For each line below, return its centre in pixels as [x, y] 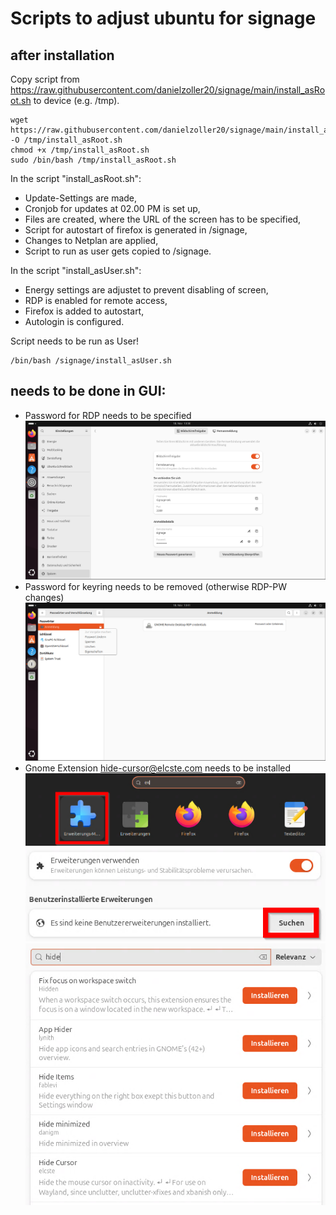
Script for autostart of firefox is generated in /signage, [136, 230]
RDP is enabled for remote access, [96, 300]
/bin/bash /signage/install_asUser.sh [91, 361]
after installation [62, 55]
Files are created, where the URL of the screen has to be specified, [163, 219]
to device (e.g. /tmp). [76, 100]
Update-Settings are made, [81, 198]
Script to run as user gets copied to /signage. [118, 251]
